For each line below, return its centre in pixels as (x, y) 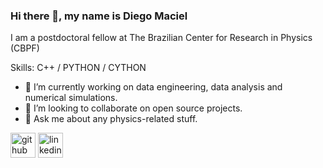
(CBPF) (25, 48)
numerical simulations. (71, 98)
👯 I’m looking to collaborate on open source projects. (133, 108)
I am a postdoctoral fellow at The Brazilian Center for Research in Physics (161, 38)
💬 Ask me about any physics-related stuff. (111, 119)
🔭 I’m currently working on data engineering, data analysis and (153, 87)
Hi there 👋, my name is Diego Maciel (99, 16)
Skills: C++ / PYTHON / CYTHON (78, 68)
